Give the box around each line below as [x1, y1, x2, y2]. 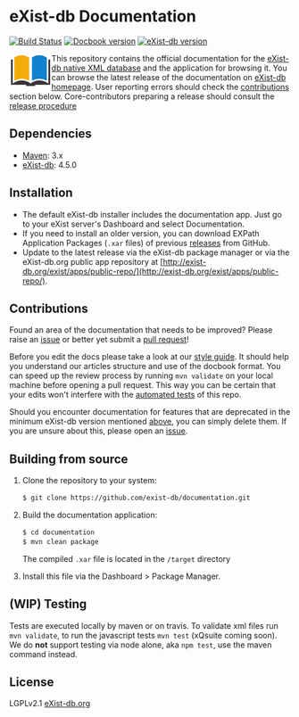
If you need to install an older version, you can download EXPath [21, 227, 261, 238]
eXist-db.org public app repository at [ [21, 256, 163, 267]
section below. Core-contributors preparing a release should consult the [9, 91, 275, 102]
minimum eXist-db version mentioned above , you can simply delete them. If [9, 416, 287, 427]
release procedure [9, 100, 78, 111]
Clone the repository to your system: [21, 475, 158, 486]
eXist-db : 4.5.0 [21, 159, 78, 170]
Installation [9, 185, 73, 201]
